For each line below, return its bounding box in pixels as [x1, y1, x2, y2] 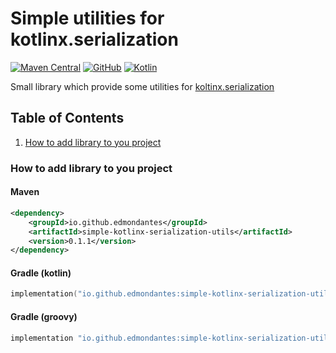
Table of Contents [10, 110, 125, 127]
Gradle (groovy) [10, 310, 78, 322]
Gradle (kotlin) [10, 267, 72, 279]
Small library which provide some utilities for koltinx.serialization [10, 80, 275, 92]
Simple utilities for [10, 7, 165, 30]
